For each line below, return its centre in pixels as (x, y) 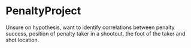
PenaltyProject (43, 11)
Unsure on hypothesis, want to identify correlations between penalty (90, 27)
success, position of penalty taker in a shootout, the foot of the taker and (95, 33)
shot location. (22, 40)
